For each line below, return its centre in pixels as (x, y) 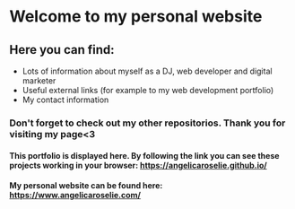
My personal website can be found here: (86, 186)
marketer (39, 81)
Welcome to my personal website (136, 17)
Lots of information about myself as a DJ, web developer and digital (147, 71)
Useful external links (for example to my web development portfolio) (148, 90)
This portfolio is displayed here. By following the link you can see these (144, 155)
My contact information (65, 100)
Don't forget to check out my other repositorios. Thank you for (147, 123)
